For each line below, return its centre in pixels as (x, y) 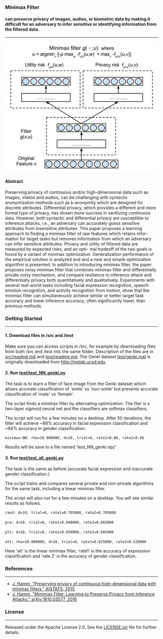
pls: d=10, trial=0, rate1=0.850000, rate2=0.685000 (59, 532)
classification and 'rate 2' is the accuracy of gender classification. (71, 556)
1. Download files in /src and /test (39, 335)
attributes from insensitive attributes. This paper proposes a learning (73, 229)
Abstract (14, 181)
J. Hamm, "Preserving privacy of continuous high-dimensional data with (84, 584)
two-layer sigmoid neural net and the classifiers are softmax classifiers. (76, 408)
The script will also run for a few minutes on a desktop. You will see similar (80, 498)
